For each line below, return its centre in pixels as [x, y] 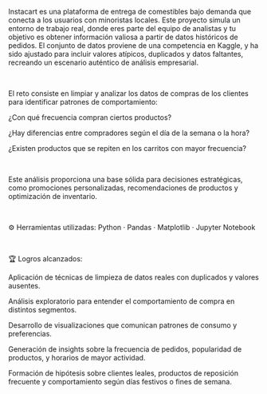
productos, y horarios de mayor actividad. [77, 358]
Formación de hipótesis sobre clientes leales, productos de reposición [124, 373]
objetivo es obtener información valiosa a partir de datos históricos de [124, 37]
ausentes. [24, 286]
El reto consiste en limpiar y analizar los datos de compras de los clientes [128, 94]
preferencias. [30, 334]
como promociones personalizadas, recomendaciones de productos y [124, 188]
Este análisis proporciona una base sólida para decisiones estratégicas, [126, 179]
